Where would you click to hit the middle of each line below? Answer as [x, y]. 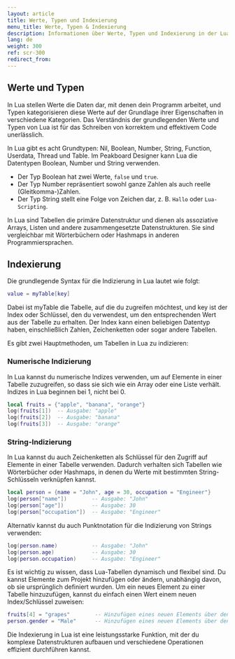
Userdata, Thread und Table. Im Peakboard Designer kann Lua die [102, 156]
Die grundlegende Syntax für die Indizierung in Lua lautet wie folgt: [104, 281]
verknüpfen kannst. [68, 480]
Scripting [32, 207]
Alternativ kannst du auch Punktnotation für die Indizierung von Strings [109, 525]
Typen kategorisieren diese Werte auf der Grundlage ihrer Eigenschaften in [115, 112]
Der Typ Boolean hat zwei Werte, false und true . [88, 177]
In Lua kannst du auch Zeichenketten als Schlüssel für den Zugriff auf [108, 457]
